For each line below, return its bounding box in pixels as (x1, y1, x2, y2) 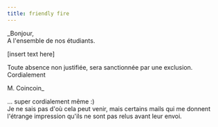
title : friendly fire (7, 10, 70, 17)
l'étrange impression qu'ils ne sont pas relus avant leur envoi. (7, 112, 182, 120)
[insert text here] (7, 50, 55, 58)
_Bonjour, (7, 29, 35, 37)
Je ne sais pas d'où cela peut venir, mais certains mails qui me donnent (7, 104, 211, 113)
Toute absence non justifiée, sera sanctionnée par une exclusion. (7, 63, 193, 71)
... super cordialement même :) (7, 97, 95, 106)
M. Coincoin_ (7, 84, 45, 92)
